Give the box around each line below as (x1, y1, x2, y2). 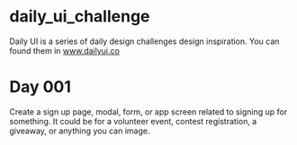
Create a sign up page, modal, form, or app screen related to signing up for (9, 106, 288, 117)
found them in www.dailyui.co (9, 45, 120, 55)
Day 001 (9, 77, 72, 98)
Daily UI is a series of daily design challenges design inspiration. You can (9, 36, 280, 47)
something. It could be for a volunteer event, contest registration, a (9, 115, 257, 126)
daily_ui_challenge (9, 6, 150, 27)
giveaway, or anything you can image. (9, 125, 150, 136)
